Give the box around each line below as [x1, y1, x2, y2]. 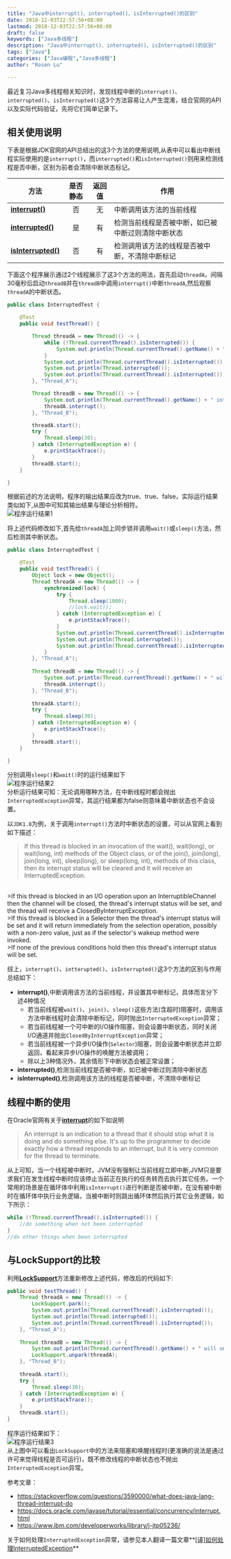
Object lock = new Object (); [32, 572, 115, 579]
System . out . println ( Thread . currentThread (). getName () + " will [32, 1345, 217, 1352]
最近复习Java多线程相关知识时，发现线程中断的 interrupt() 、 [7, 87, 181, 95]
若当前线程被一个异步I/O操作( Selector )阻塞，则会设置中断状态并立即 [27, 1040, 222, 1048]
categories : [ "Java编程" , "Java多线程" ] [7, 55, 116, 62]
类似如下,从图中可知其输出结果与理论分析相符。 [7, 501, 142, 509]
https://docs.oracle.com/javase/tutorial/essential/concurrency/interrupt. [16, 1507, 221, 1515]
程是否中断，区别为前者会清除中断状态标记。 [7, 163, 134, 172]
